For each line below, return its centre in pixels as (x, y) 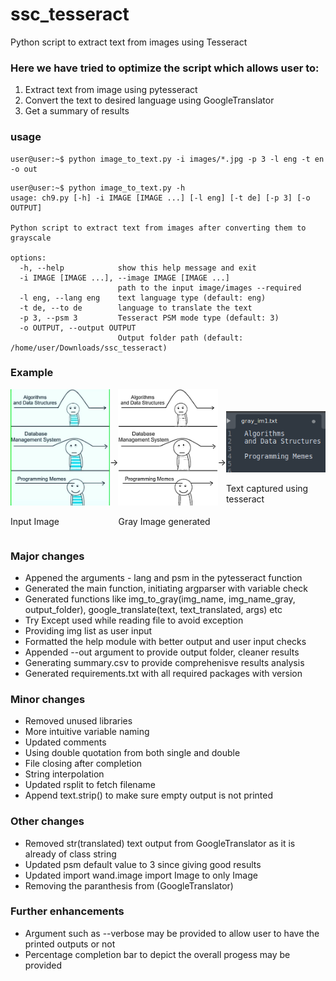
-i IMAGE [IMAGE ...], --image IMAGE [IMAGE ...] (124, 278)
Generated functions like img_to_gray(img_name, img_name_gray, (160, 599)
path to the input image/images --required (209, 288)
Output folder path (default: (180, 338)
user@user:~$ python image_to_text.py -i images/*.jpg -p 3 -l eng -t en (167, 159)
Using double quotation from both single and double (132, 753)
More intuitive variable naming (87, 732)
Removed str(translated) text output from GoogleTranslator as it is (160, 843)
